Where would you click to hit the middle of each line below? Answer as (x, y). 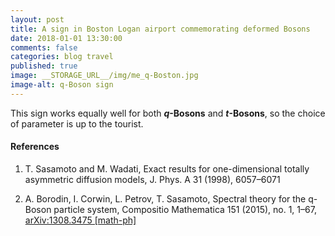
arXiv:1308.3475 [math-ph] (80, 220)
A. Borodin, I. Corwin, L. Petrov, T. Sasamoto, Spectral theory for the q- (171, 198)
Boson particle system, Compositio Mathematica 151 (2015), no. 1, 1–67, (170, 209)
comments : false (44, 47)
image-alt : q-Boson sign (62, 85)
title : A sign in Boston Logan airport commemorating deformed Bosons (160, 29)
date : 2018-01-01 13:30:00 (66, 38)
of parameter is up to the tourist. (77, 123)
